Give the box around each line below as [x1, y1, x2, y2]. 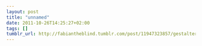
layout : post [6, 8, 39, 15]
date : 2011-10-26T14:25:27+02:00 [6, 20, 90, 26]
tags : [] [6, 25, 28, 32]
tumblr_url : [6, 31, 36, 37]
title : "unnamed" [6, 14, 50, 20]
